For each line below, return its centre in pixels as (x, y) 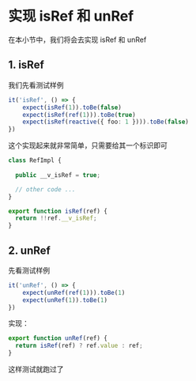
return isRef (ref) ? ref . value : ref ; (79, 346)
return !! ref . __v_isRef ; (56, 218)
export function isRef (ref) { (58, 211)
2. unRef (30, 250)
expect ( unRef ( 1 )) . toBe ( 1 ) (65, 300)
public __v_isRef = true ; (58, 175)
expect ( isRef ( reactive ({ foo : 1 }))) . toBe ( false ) (106, 122)
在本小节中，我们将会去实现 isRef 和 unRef (77, 40)
